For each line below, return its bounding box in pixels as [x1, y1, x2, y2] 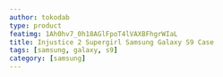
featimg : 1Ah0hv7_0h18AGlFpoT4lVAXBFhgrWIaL [9, 29, 178, 38]
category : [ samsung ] [9, 54, 87, 63]
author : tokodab [9, 12, 70, 22]
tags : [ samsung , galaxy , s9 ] [9, 46, 118, 55]
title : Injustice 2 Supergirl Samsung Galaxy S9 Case [9, 37, 215, 47]
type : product [9, 21, 63, 30]
